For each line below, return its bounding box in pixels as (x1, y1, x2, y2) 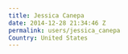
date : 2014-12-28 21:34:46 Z (8, 19, 106, 27)
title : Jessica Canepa (8, 11, 85, 20)
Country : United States (8, 33, 89, 42)
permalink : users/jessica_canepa (8, 26, 121, 34)
